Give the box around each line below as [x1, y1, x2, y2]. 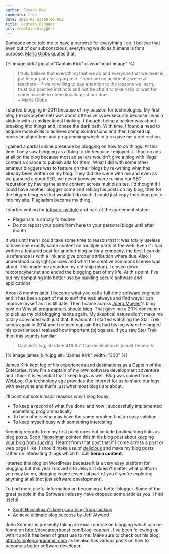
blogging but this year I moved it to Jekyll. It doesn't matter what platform [5, 465, 157, 472]
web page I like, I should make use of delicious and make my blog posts [5, 445, 154, 451]
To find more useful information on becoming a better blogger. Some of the [5, 486, 161, 492]
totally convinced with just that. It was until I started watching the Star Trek [5, 316, 160, 323]
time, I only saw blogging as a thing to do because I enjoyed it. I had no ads [5, 149, 161, 155]
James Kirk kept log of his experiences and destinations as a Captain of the [5, 362, 162, 368]
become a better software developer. [5, 543, 82, 549]
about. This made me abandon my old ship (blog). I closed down [5, 264, 139, 270]
